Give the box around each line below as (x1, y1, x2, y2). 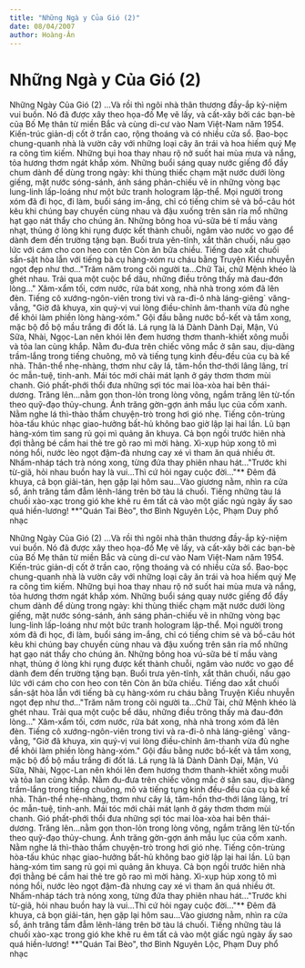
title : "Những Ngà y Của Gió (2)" (9, 13, 141, 23)
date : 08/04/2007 (9, 22, 76, 31)
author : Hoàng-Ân (9, 30, 76, 39)
